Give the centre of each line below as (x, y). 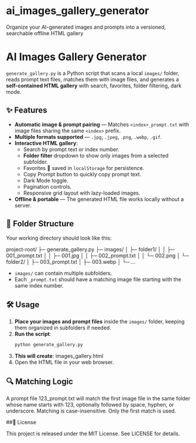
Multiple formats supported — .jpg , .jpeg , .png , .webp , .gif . (88, 137)
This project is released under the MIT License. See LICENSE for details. (93, 434)
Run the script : (33, 334)
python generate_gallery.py (49, 345)
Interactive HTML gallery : (46, 143)
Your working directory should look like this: (59, 238)
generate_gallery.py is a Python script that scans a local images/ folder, (93, 73)
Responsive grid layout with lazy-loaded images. (82, 193)
